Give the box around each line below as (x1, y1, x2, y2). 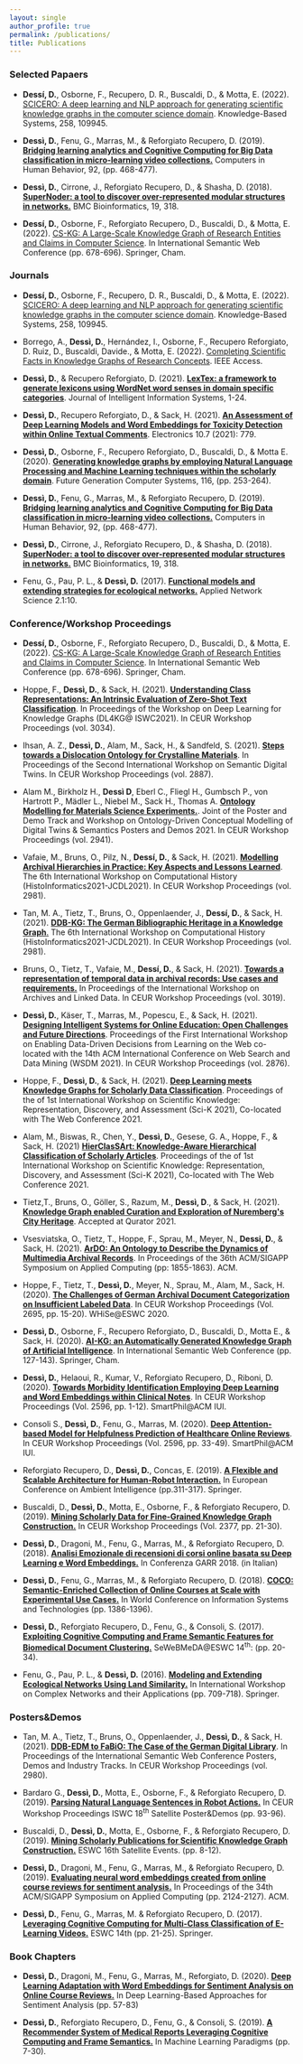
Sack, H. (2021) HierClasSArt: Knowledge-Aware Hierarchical (22, 1141, 257, 1152)
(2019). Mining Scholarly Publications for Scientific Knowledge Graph (22, 1835, 289, 1845)
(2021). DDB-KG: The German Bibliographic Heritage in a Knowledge (22, 918, 284, 929)
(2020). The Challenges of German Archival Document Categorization (22, 1289, 290, 1301)
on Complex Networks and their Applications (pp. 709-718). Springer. (22, 1688, 280, 1699)
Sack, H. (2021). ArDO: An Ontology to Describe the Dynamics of (22, 1243, 269, 1254)
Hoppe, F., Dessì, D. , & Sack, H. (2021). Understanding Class (22, 684, 252, 696)
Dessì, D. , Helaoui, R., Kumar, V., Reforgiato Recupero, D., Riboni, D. (22, 1372, 273, 1383)
